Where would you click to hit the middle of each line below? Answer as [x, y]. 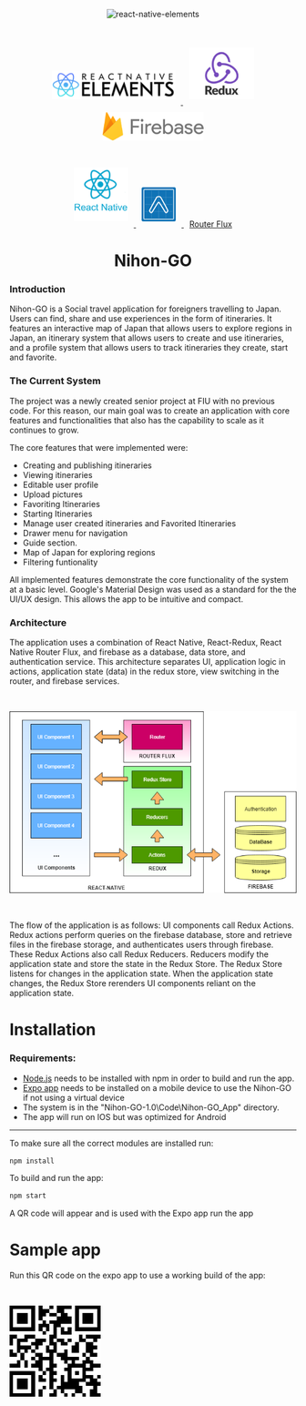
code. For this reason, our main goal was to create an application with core [149, 411]
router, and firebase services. [65, 681]
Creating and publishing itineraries [87, 465]
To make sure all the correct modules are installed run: [112, 1143]
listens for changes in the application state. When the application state [141, 973]
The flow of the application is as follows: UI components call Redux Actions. [152, 925]
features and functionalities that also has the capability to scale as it [137, 420]
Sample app [56, 1250]
